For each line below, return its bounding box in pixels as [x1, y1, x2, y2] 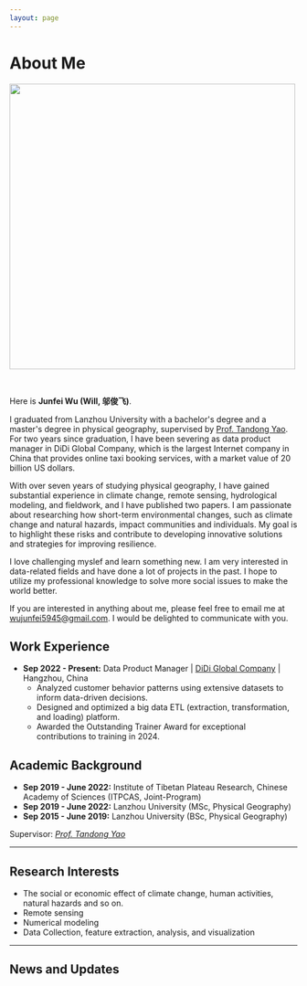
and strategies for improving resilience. [9, 538, 157, 549]
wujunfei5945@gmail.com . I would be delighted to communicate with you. [9, 612, 289, 623]
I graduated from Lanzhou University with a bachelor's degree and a [9, 413, 267, 425]
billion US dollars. [9, 462, 76, 473]
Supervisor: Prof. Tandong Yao [9, 829, 126, 840]
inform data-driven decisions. [36, 692, 148, 704]
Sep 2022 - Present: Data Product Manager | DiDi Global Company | [22, 663, 281, 674]
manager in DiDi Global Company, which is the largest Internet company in [9, 442, 290, 453]
